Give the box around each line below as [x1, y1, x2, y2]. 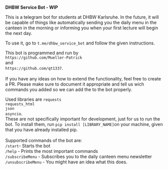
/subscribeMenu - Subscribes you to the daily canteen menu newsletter [5, 154, 152, 159]
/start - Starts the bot [5, 143, 50, 149]
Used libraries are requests [5, 96, 62, 102]
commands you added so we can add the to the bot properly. [5, 87, 133, 93]
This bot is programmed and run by [5, 50, 79, 56]
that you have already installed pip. [5, 126, 78, 133]
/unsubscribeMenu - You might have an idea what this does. [5, 159, 128, 165]
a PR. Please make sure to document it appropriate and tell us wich [5, 81, 145, 87]
